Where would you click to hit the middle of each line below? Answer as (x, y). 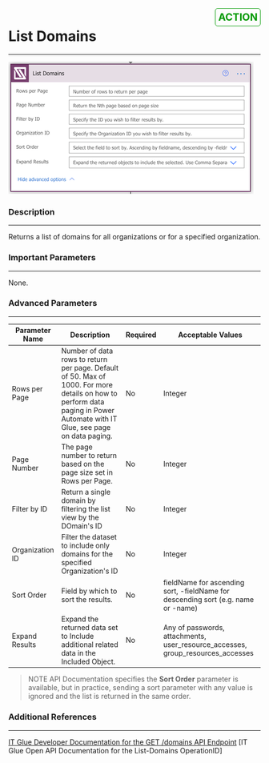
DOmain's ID (82, 526)
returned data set (90, 627)
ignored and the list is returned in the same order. (109, 697)
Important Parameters (52, 258)
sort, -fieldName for (196, 591)
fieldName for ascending (204, 582)
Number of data (87, 351)
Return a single (86, 492)
